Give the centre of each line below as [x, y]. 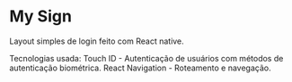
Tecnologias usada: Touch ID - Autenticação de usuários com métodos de [146, 58]
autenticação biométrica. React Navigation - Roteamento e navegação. [140, 68]
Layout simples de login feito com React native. [97, 41]
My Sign [40, 16]
